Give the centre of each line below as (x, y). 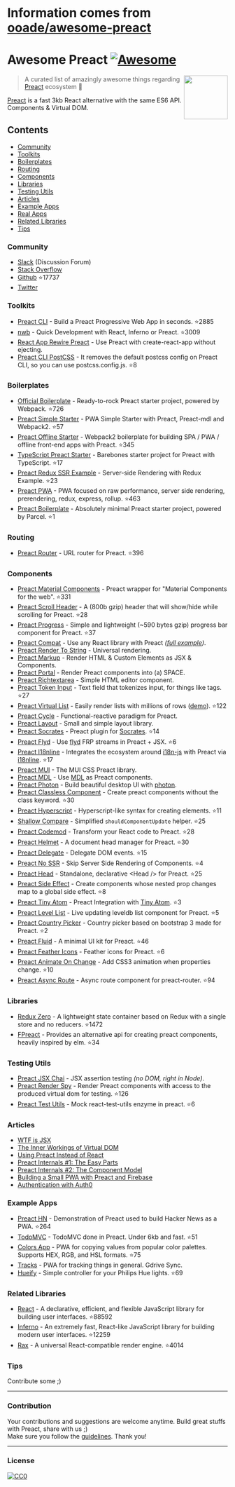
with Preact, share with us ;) (48, 1429)
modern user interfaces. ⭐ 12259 (64, 1334)
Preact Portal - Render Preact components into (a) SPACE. (101, 673)
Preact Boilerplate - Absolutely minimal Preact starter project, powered (119, 508)
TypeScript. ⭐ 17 (40, 462)
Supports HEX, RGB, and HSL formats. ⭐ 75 (79, 1255)
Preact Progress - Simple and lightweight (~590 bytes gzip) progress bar (122, 625)
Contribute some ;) (34, 1381)
